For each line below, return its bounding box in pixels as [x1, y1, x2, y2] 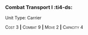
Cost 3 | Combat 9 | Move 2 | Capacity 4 [5, 24, 84, 30]
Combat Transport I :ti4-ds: [5, 4, 73, 11]
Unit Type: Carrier [5, 15, 42, 21]
